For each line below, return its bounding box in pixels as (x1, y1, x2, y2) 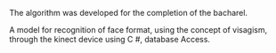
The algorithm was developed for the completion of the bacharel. (9, 8, 248, 18)
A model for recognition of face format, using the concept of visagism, (9, 25, 268, 34)
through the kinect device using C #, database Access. (9, 34, 211, 44)
